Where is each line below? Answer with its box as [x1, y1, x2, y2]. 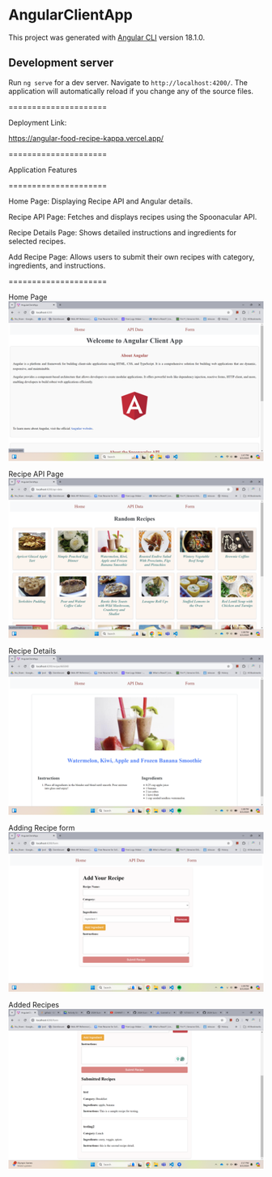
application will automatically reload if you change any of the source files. [8, 86, 253, 96]
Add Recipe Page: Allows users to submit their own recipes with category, [8, 251, 255, 261]
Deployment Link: [8, 118, 67, 127]
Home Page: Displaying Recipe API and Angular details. [8, 196, 193, 206]
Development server [8, 56, 114, 70]
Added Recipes [8, 999, 59, 1009]
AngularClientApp [8, 6, 134, 24]
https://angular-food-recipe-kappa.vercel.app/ [8, 133, 164, 143]
